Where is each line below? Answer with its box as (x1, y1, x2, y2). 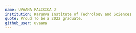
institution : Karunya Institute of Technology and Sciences (5, 12, 132, 16)
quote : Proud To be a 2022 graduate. (5, 16, 83, 21)
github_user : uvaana (5, 20, 48, 26)
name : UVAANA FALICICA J (5, 7, 56, 12)
